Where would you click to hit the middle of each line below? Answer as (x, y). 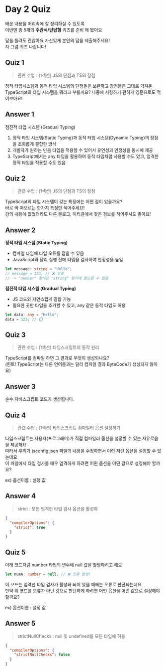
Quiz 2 (15, 178)
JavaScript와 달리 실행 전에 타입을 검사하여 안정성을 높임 (68, 260)
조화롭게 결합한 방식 (37, 144)
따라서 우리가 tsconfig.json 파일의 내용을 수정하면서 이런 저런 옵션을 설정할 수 (81, 451)
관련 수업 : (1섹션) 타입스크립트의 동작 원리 (58, 347)
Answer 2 (20, 230)
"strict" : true (30, 527)
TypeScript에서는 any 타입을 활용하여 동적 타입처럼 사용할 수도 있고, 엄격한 (85, 156)
